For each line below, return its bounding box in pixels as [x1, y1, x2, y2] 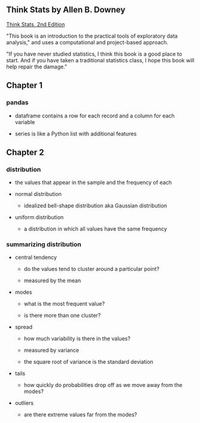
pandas [6, 98, 29, 107]
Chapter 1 [6, 80, 43, 90]
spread [14, 324, 33, 331]
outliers [14, 400, 34, 407]
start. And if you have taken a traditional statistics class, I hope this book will [6, 56, 195, 64]
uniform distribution [14, 214, 64, 221]
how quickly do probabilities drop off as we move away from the [23, 382, 183, 389]
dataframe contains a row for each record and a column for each [14, 112, 175, 119]
